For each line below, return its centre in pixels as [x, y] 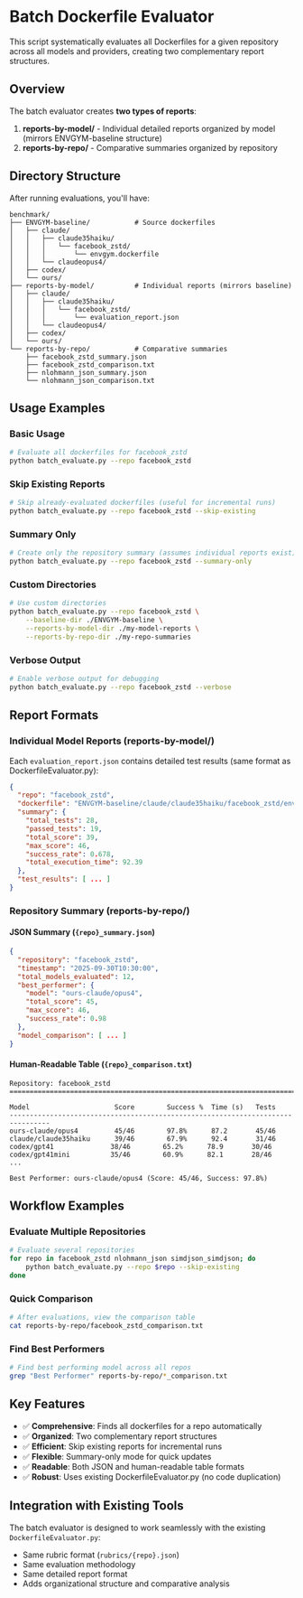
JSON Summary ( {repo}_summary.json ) [82, 932]
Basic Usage [37, 434]
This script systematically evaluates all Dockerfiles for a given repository [144, 42]
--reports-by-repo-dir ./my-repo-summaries [109, 637]
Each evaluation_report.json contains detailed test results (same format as [150, 761]
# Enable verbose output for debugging [84, 679]
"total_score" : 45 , [62, 1002]
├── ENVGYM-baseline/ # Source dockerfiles [113, 222]
